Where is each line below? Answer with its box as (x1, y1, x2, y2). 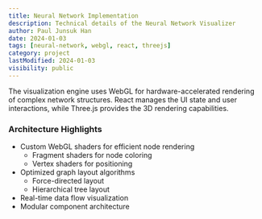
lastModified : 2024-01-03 (8, 57, 95, 65)
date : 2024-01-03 (8, 34, 67, 43)
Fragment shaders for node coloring (31, 151, 152, 160)
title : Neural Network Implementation (8, 11, 139, 20)
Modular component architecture (19, 202, 131, 212)
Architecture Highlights (8, 123, 102, 134)
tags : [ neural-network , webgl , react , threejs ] (8, 42, 172, 50)
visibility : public (8, 64, 74, 72)
